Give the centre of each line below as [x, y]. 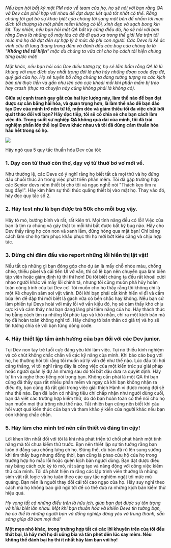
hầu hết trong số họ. [27, 130]
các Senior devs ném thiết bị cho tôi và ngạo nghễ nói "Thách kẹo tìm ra [81, 185]
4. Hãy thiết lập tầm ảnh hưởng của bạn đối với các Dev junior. [83, 339]
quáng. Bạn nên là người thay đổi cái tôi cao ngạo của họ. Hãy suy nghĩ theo [85, 482]
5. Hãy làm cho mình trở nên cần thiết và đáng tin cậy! [73, 428]
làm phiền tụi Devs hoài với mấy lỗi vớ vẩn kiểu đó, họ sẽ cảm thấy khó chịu [84, 304]
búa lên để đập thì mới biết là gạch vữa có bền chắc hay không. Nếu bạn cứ [84, 298]
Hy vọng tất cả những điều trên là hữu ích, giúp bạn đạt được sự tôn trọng [83, 503]
